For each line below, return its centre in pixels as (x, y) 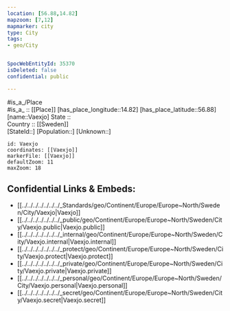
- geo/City (23, 45)
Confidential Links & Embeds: (71, 189)
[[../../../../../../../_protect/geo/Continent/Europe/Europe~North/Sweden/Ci (120, 249)
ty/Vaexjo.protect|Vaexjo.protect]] (65, 256)
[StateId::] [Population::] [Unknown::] (59, 131)
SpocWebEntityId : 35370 (41, 64)
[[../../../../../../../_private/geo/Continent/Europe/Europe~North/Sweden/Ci (120, 264)
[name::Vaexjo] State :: (39, 117)
